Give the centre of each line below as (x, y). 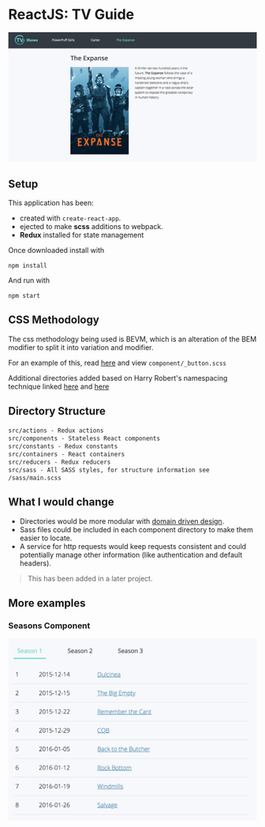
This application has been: (51, 203)
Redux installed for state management (82, 235)
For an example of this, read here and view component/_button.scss (118, 363)
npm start (24, 296)
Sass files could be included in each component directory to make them (136, 529)
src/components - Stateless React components (84, 438)
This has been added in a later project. (90, 578)
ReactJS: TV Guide (71, 15)
